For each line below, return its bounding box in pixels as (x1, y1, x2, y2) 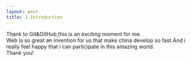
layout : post (6, 8, 39, 15)
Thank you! (6, 49, 34, 56)
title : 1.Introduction (6, 14, 63, 20)
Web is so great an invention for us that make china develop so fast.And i (6, 37, 186, 44)
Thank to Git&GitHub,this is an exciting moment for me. (6, 30, 141, 37)
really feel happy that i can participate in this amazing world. (6, 43, 155, 50)
